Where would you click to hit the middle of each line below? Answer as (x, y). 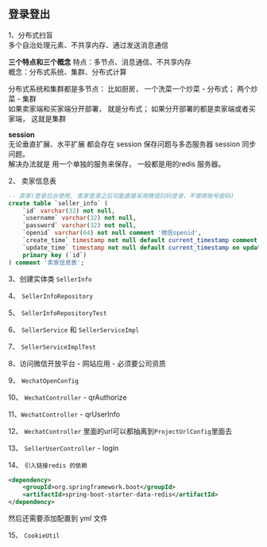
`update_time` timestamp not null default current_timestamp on (131, 248)
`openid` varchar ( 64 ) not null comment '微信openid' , (112, 233)
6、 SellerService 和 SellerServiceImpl (74, 330)
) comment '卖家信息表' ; (46, 262)
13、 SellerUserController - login (64, 447)
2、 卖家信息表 (33, 181)
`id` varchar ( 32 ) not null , (69, 211)
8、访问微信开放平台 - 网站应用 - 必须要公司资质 (87, 363)
